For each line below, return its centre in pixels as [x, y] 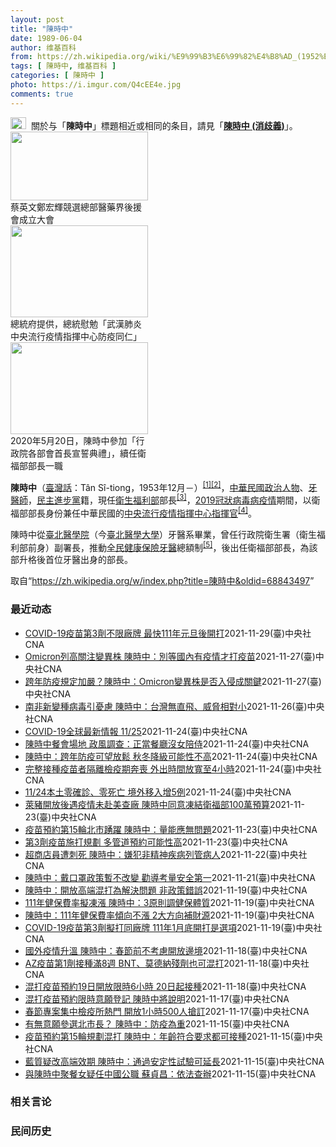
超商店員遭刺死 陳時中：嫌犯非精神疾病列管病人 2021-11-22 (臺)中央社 [166, 854]
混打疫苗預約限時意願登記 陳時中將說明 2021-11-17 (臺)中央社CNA [157, 998]
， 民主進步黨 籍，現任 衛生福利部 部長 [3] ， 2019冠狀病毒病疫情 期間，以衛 [174, 499]
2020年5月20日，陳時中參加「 [73, 440]
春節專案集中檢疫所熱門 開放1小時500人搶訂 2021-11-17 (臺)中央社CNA [167, 1011]
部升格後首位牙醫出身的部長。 [71, 560]
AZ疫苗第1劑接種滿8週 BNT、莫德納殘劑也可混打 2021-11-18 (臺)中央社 [167, 963]
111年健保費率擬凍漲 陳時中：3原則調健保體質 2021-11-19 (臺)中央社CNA [169, 902]
